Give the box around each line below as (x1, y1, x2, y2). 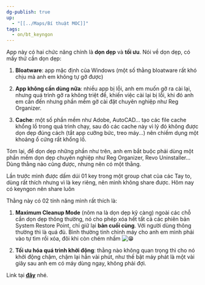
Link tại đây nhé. (6, 272, 48, 279)
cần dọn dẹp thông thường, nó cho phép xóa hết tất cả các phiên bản (15, 215, 190, 223)
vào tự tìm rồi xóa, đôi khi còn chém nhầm (15, 235, 121, 242)
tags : (6, 26, 20, 32)
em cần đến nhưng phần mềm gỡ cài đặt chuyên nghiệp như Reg (15, 98, 179, 106)
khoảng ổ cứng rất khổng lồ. (15, 135, 87, 143)
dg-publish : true (6, 9, 51, 15)
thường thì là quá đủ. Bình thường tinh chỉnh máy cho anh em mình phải (15, 228, 194, 236)
